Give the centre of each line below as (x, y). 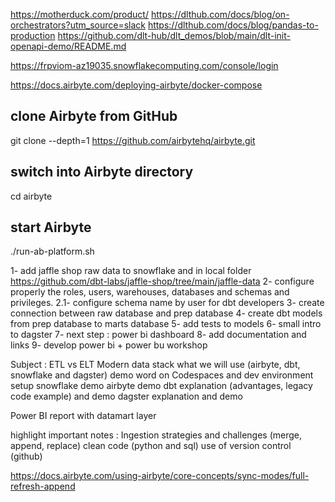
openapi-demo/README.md (68, 46)
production (33, 35)
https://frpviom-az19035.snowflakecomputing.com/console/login (144, 65)
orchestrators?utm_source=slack (78, 25)
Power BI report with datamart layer (83, 416)
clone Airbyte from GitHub (94, 116)
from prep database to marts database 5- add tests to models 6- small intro (166, 324)
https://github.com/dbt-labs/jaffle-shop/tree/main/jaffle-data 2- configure (162, 281)
